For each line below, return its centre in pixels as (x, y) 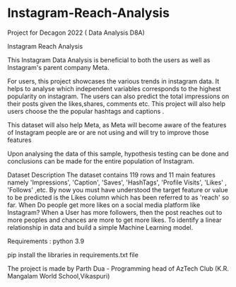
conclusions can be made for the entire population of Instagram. (101, 161)
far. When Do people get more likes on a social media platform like (104, 205)
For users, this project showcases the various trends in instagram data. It (113, 81)
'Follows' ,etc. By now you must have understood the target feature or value (118, 189)
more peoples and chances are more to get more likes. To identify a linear (115, 220)
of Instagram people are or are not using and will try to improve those (108, 132)
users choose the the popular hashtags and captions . (86, 111)
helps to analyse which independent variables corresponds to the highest (114, 88)
